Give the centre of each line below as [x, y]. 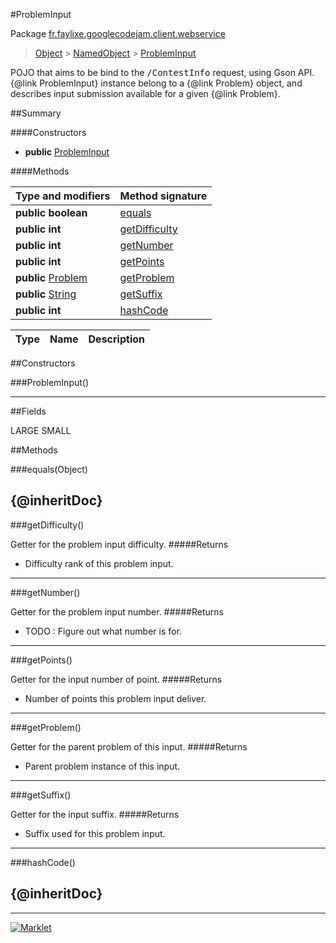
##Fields [28, 411]
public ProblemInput [67, 152]
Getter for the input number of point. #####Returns [116, 679]
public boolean [51, 212]
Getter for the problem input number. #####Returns [117, 611]
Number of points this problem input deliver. [115, 698]
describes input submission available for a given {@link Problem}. [145, 93]
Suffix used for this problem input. [95, 833]
